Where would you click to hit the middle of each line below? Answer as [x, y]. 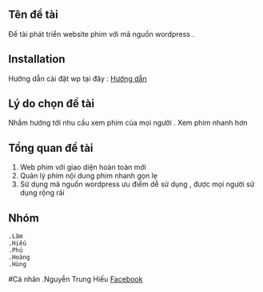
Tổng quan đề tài [51, 148]
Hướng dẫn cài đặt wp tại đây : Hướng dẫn [78, 78]
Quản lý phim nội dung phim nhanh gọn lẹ [89, 176]
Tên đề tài [33, 15]
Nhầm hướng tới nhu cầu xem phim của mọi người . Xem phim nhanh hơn [128, 123]
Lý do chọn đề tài [51, 104]
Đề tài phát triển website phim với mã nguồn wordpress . [101, 34]
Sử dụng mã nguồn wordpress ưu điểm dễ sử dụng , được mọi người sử [137, 184]
